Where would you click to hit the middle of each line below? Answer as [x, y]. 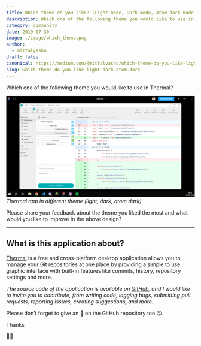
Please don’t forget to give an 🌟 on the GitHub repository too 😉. [85, 313]
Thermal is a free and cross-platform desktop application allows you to [93, 258]
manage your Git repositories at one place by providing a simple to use [93, 264]
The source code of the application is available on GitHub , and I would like [98, 288]
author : [16, 44]
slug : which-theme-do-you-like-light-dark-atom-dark [73, 70]
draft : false [22, 57]
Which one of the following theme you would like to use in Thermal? [90, 88]
